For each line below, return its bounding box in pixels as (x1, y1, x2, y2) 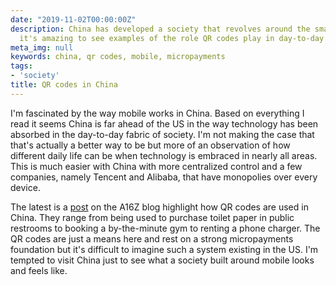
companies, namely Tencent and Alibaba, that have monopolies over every (10, 171, 318, 183)
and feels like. (10, 264, 68, 276)
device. (10, 181, 41, 193)
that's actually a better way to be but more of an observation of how (10, 139, 291, 151)
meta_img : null (10, 42, 74, 53)
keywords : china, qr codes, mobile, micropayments (10, 52, 226, 62)
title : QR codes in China (10, 80, 118, 90)
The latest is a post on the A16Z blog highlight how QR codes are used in (10, 201, 309, 213)
